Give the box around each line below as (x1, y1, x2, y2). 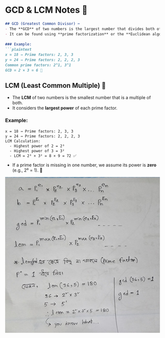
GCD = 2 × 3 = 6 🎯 (5, 68, 43, 73)
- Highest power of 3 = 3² (9, 148, 65, 154)
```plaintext (5, 47, 32, 52)
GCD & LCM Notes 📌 (5, 4, 88, 16)
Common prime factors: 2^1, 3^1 (5, 62, 71, 68)
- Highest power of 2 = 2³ (9, 143, 65, 149)
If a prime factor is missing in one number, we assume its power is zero (12, 162, 157, 168)
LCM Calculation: (5, 138, 41, 144)
